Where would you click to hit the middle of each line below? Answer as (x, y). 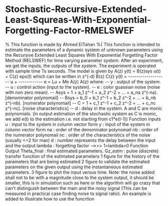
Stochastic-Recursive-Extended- (76, 9)
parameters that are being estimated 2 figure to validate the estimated (77, 161)
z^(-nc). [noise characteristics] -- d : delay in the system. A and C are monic (84, 108)
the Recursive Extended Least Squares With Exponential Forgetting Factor (81, 55)
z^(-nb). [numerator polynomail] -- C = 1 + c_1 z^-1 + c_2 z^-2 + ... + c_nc (81, 103)
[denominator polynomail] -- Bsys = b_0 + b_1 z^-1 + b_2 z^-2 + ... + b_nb (81, 97)
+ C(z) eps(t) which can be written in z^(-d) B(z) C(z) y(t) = (66, 76)
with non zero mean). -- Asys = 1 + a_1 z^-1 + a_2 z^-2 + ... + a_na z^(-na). (81, 92)
